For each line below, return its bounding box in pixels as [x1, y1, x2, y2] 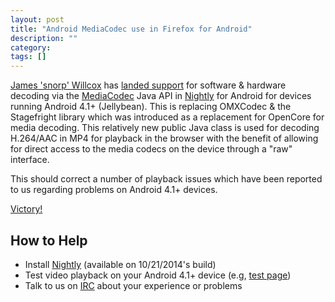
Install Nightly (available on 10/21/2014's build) [24, 258, 217, 270]
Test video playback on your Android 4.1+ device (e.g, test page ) [24, 269, 292, 281]
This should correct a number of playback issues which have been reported [10, 173, 323, 185]
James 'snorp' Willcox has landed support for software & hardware [10, 79, 287, 91]
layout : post [10, 14, 65, 25]
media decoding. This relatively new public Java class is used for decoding [10, 122, 320, 134]
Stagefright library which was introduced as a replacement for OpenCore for [10, 111, 325, 123]
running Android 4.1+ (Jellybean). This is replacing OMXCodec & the [10, 101, 292, 113]
